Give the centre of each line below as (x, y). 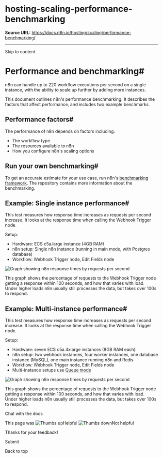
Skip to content (20, 51)
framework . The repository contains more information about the (69, 183)
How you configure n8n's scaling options (53, 151)
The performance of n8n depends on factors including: (60, 131)
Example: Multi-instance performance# (66, 309)
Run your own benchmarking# (52, 166)
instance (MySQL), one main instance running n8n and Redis (73, 360)
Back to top (16, 451)
